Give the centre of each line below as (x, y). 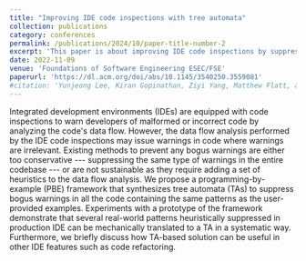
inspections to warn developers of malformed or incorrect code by (134, 121)
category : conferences (52, 35)
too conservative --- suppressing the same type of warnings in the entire (147, 159)
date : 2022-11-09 (42, 60)
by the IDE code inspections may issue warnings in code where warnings (147, 140)
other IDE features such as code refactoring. (92, 246)
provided (26, 208)
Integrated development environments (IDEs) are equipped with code (139, 111)
